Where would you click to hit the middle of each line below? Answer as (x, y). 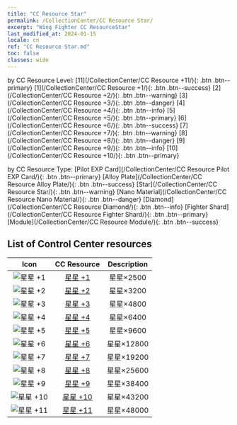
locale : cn (23, 40)
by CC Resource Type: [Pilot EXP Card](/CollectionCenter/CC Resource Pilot (118, 169)
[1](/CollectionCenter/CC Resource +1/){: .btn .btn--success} (123, 87)
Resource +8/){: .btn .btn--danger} (124, 140)
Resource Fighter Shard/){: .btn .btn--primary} (141, 214)
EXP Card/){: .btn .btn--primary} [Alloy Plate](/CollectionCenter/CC (105, 176)
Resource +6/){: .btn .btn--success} (126, 125)
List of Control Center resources (80, 244)
